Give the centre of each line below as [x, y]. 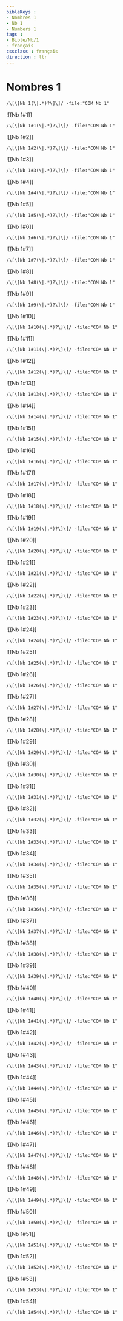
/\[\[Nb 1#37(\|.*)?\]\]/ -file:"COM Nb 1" [62, 932]
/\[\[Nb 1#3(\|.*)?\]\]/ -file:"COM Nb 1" [61, 171]
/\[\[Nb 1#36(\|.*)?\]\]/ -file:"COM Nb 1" [62, 909]
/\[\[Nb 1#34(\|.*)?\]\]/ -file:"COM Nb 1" [62, 864]
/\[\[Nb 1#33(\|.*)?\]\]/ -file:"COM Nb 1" [62, 842]
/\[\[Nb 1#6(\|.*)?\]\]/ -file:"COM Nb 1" [61, 237]
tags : [15, 35]
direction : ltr [27, 57]
